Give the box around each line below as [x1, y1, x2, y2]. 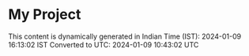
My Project [8, 6, 81, 24]
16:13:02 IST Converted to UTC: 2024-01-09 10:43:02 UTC [8, 39, 199, 49]
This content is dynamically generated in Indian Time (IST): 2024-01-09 [8, 32, 242, 41]
